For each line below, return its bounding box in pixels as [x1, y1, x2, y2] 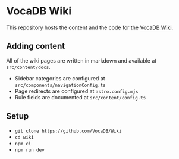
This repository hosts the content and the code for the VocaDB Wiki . [6, 24, 174, 31]
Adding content [6, 41, 65, 51]
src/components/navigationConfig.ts [14, 82, 106, 88]
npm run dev [14, 147, 45, 153]
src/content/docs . [6, 63, 51, 70]
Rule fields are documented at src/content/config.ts [14, 93, 146, 101]
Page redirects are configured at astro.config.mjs [14, 88, 139, 95]
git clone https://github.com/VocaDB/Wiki [14, 128, 122, 134]
